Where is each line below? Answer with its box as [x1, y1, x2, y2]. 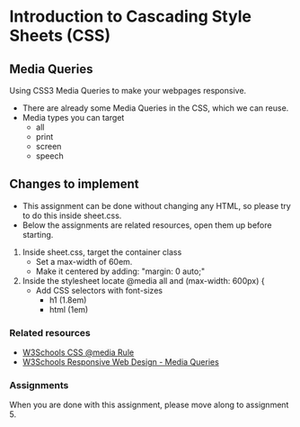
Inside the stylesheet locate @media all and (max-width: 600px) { [22, 275, 265, 286]
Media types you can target [22, 113, 125, 123]
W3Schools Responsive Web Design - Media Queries [22, 357, 220, 368]
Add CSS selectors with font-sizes [35, 285, 163, 295]
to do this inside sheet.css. [22, 210, 122, 221]
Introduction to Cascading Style [9, 6, 251, 27]
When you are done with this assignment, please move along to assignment [9, 399, 289, 411]
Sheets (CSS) [9, 25, 110, 46]
